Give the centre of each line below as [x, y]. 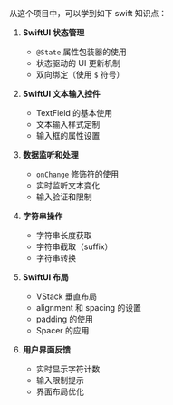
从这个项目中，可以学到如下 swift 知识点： [88, 13]
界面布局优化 [60, 391]
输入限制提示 [60, 380]
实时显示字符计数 [68, 369]
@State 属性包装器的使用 [81, 52]
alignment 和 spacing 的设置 [89, 308]
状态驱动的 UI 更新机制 [78, 63]
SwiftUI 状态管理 [53, 33]
